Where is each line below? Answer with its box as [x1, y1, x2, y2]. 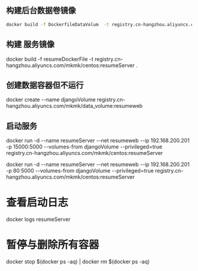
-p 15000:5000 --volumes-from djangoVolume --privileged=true [6, 143, 163, 150]
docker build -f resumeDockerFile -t [6, 55, 94, 62]
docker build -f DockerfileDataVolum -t [6, 21, 110, 28]
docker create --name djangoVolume [6, 96, 96, 103]
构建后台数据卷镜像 [6, 5, 76, 16]
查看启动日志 [6, 196, 69, 209]
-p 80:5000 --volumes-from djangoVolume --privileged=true [6, 167, 154, 174]
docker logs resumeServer [6, 216, 71, 223]
